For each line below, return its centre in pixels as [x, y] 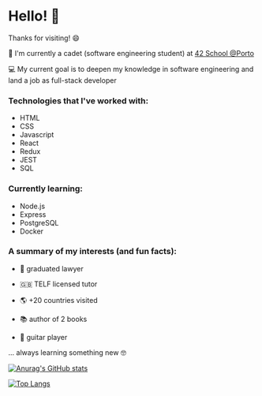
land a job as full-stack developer [62, 80]
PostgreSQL [39, 222]
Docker [32, 231]
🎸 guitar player [43, 337]
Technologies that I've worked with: [78, 100]
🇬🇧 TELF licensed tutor [58, 284]
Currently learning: [45, 189]
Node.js [32, 206]
